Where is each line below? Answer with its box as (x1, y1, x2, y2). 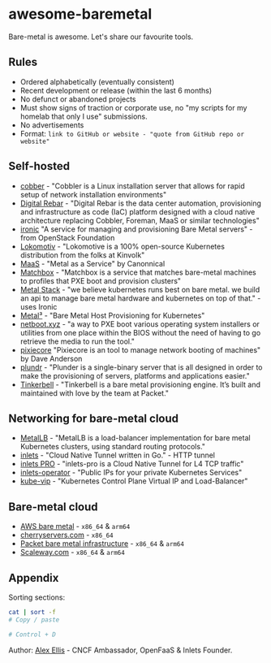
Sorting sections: (8, 592, 66, 602)
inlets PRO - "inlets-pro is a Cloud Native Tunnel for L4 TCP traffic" (19, 459, 244, 469)
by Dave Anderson (19, 353, 83, 363)
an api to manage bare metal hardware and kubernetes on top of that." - (19, 293, 261, 303)
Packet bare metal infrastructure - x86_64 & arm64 (19, 539, 185, 548)
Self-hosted (8, 159, 71, 173)
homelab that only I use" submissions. (19, 111, 148, 121)
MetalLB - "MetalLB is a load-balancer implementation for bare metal (19, 433, 251, 443)
